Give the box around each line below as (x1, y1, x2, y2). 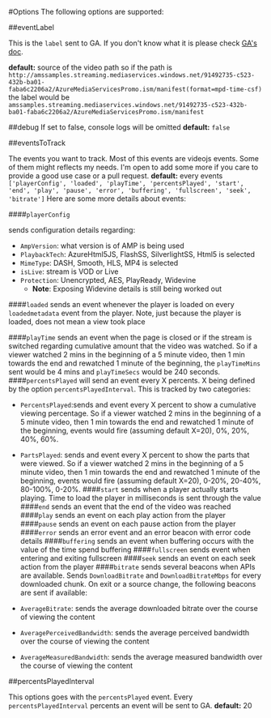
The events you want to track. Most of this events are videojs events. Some (8, 154, 259, 163)
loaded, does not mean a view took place (8, 317, 146, 327)
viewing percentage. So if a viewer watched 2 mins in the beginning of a (19, 408, 261, 418)
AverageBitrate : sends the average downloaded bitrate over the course (19, 604, 259, 613)
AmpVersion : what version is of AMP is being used (19, 241, 184, 250)
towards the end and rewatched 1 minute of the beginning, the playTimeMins (8, 358, 261, 368)
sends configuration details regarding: (8, 225, 136, 234)
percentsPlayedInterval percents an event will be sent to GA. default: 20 (8, 701, 252, 710)
